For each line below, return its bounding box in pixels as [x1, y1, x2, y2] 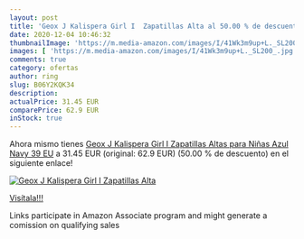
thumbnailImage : [9, 38, 71, 48]
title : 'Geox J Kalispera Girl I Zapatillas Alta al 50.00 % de [9, 22, 261, 31]
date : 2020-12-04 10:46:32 [9, 30, 111, 39]
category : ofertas [9, 64, 79, 73]
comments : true [9, 55, 67, 64]
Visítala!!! [9, 193, 43, 204]
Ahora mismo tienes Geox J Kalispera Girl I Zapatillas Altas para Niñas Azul [9, 139, 290, 150]
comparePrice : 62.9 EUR [9, 106, 100, 115]
